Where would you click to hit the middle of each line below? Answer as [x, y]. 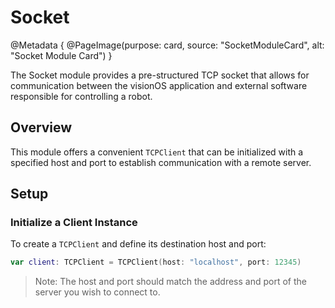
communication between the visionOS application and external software [159, 85]
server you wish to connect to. [97, 292]
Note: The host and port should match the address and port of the [170, 282]
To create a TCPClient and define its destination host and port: [138, 244]
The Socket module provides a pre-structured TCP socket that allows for [160, 75]
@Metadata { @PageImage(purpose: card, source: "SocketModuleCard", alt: [167, 45]
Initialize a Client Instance [74, 223]
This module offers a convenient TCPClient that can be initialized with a [157, 152]
